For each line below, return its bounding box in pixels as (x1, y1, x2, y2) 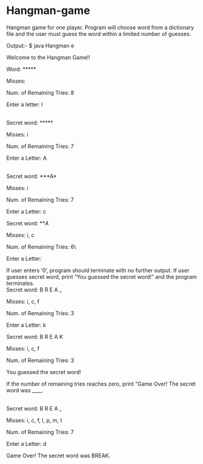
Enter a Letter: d (6, 440, 47, 447)
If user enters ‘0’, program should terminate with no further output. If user (6, 267, 190, 274)
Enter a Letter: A (6, 154, 47, 162)
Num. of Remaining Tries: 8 (6, 89, 75, 96)
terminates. (6, 279, 35, 287)
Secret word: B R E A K (6, 333, 64, 340)
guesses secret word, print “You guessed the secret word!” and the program (6, 273, 197, 280)
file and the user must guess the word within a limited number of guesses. (6, 30, 191, 37)
